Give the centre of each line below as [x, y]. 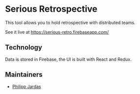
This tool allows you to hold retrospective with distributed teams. [70, 23]
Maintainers [24, 75]
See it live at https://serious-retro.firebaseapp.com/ [57, 32]
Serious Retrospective [51, 9]
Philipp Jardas [26, 86]
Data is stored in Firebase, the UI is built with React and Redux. [69, 59]
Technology [24, 47]
